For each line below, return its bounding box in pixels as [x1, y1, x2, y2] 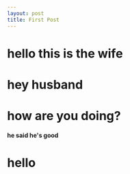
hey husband [7, 76, 83, 92]
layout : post [7, 10, 44, 17]
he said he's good [7, 131, 59, 139]
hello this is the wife [7, 46, 123, 61]
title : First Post [7, 16, 60, 23]
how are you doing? [7, 108, 121, 124]
